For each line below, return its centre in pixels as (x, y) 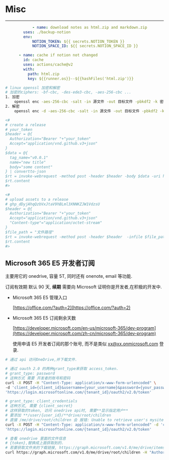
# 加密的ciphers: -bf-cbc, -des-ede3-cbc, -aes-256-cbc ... (68, 92)
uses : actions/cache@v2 (48, 65)
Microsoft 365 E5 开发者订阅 (50, 263)
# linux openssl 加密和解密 (33, 88)
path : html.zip (43, 74)
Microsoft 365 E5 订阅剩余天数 (44, 318)
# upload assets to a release (37, 199)
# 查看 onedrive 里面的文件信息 (36, 438)
